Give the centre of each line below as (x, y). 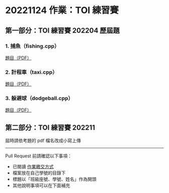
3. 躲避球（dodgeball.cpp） (39, 99)
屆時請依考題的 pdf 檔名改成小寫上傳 (43, 141)
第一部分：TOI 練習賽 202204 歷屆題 (62, 30)
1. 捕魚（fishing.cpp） (32, 46)
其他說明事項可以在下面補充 (41, 185)
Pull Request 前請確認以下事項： (38, 156)
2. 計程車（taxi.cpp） (31, 72)
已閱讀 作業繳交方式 (33, 167)
